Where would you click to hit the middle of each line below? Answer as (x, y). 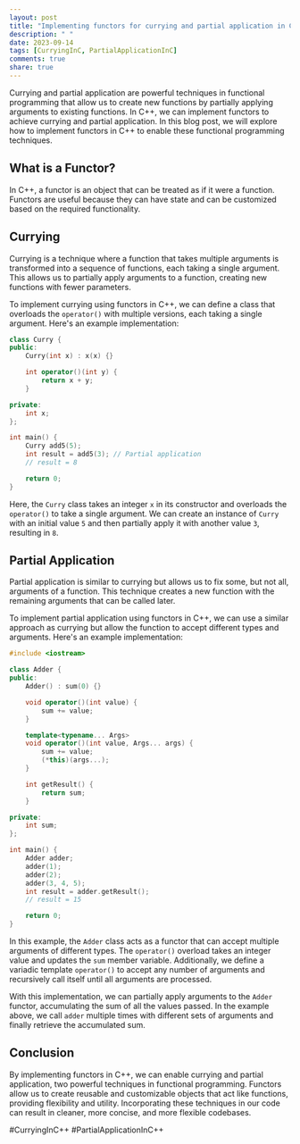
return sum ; (64, 793)
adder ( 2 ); (44, 875)
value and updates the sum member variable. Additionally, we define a (137, 960)
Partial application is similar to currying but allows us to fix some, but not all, (149, 582)
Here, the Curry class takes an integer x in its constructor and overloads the (148, 504)
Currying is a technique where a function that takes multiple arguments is (144, 258)
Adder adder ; (50, 858)
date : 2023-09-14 (42, 42)
